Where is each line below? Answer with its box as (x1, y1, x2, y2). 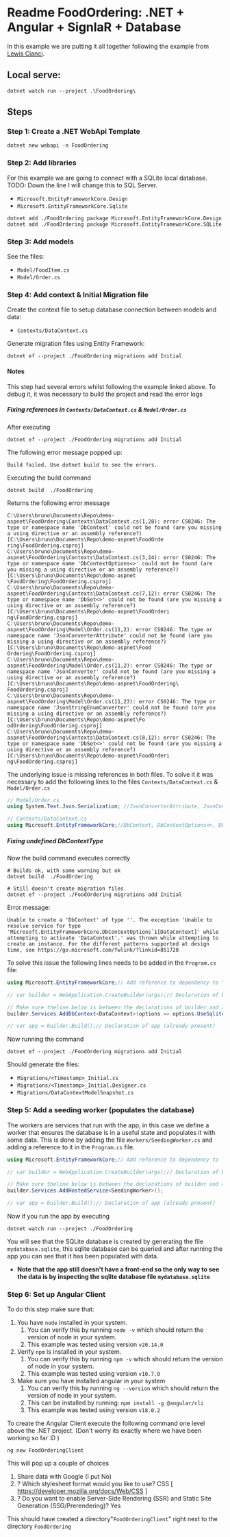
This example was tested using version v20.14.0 (27, 1340, 164, 1349)
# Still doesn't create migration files (7, 885, 125, 892)
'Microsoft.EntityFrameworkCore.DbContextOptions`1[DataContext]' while (7, 928, 219, 935)
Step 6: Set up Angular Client (7, 1289, 106, 1299)
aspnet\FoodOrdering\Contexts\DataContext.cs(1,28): (7, 518, 161, 525)
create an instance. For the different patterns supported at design (7, 940, 210, 948)
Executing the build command (7, 473, 91, 482)
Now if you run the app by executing (7, 1212, 110, 1221)
